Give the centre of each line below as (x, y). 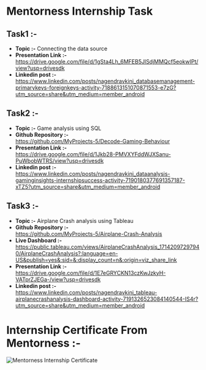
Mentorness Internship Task (80, 11)
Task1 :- (22, 34)
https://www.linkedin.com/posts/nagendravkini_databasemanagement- (105, 81)
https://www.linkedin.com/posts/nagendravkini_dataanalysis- (93, 173)
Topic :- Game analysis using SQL (58, 128)
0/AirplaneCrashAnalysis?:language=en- (67, 253)
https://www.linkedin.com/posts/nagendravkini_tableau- (86, 292)
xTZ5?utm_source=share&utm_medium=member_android (88, 187)
